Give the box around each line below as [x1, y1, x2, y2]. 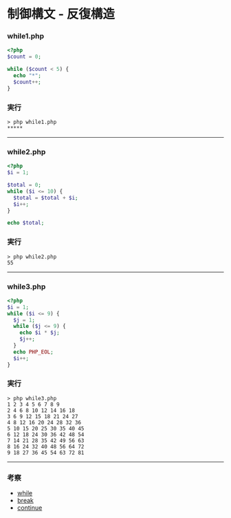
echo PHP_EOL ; [13, 349, 54, 355]
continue [16, 504, 43, 512]
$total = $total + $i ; [13, 194, 78, 201]
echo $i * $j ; [19, 329, 60, 336]
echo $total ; [7, 220, 45, 227]
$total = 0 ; [7, 182, 41, 189]
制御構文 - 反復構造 [7, 6, 115, 22]
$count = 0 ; [7, 53, 41, 61]
